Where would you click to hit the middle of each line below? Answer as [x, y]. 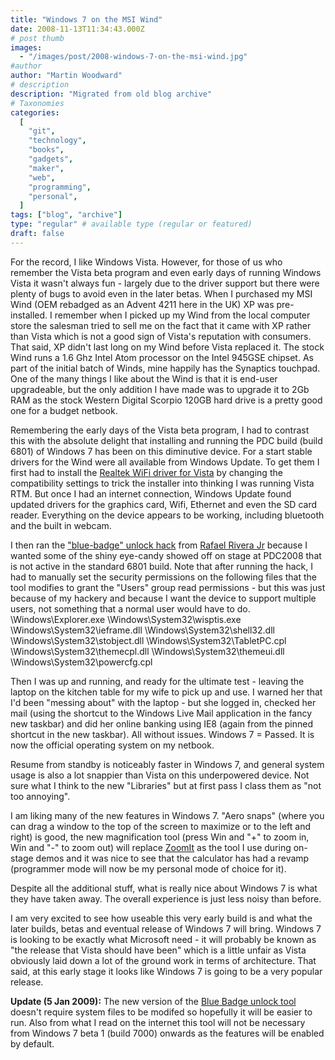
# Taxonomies [37, 103]
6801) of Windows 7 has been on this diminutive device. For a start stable [161, 451]
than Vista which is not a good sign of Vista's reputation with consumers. [161, 336]
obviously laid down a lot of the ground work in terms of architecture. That [163, 960]
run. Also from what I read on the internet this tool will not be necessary [158, 1022]
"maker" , [46, 168]
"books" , [46, 150]
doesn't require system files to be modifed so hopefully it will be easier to [161, 1012]
